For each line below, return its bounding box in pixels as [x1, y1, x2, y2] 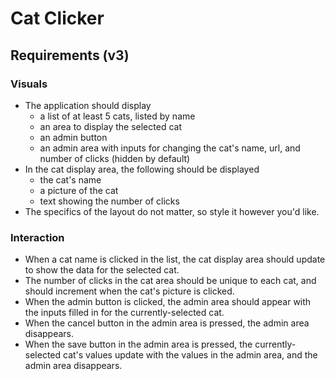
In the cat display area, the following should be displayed [24, 163, 260, 175]
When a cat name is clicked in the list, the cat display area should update [24, 253, 326, 266]
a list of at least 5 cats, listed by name [39, 110, 196, 122]
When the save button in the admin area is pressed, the [24, 338, 253, 351]
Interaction [10, 230, 65, 244]
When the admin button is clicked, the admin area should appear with [24, 296, 312, 308]
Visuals [10, 77, 48, 91]
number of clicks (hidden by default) [39, 152, 191, 164]
